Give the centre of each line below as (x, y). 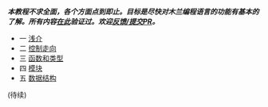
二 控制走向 (37, 48)
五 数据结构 (37, 78)
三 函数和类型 (41, 58)
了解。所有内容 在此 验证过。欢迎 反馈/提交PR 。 (83, 21)
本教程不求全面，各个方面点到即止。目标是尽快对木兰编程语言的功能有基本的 (133, 11)
